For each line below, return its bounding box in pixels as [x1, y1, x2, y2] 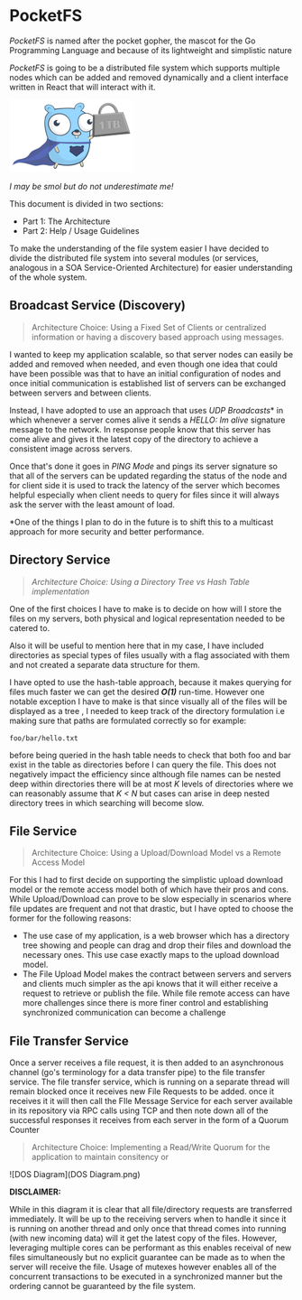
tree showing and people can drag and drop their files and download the [22, 940, 292, 951]
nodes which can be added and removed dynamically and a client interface [9, 71, 288, 82]
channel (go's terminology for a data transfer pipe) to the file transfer [9, 1067, 266, 1078]
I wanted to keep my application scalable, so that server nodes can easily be [9, 348, 294, 359]
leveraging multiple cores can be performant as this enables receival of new [9, 1242, 292, 1253]
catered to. [9, 622, 50, 633]
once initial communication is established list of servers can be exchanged [9, 377, 287, 388]
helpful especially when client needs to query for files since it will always [9, 489, 279, 500]
